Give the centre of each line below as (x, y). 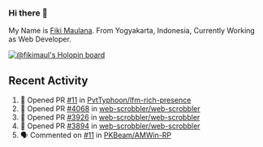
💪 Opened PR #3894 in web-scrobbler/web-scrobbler (110, 126)
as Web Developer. (40, 39)
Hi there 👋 (28, 13)
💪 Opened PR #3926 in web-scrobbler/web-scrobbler (110, 118)
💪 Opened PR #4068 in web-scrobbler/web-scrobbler (110, 109)
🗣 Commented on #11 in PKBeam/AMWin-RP (96, 135)
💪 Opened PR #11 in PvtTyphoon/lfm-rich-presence (106, 100)
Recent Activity (48, 80)
